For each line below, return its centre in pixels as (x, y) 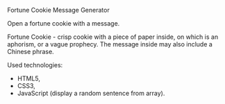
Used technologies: (35, 65)
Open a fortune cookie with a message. (64, 23)
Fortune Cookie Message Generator (58, 10)
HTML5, (28, 78)
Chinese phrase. (31, 52)
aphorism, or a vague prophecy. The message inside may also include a (110, 44)
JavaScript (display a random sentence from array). (91, 93)
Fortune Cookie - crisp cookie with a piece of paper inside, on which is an (113, 37)
